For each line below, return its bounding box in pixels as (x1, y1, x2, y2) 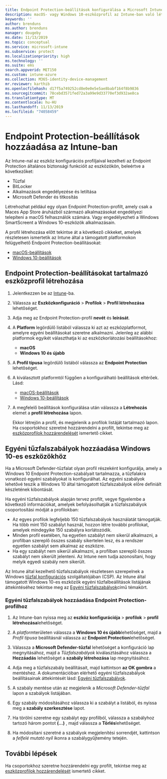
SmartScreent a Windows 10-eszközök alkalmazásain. (5, 219, 116, 225)
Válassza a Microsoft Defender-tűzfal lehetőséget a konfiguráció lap (12, 644, 155, 650)
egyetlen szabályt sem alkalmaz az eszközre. (12, 543, 105, 549)
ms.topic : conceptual (5, 40, 50, 45)
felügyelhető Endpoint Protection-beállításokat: (5, 240, 102, 246)
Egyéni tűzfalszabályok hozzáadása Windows (5, 445, 151, 453)
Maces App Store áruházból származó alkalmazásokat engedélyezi (5, 209, 143, 215)
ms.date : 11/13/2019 (5, 35, 48, 40)
